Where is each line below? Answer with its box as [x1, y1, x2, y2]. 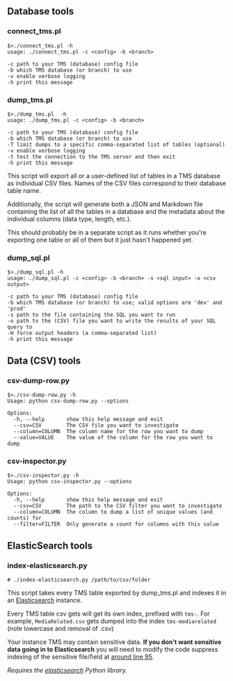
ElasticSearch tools [7, 540, 93, 551]
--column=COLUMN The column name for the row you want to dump [13, 428, 204, 435]
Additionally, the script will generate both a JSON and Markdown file [7, 200, 203, 208]
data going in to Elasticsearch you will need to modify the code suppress [7, 645, 218, 653]
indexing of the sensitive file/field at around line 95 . [7, 652, 154, 661]
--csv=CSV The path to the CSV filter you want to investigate [13, 503, 223, 510]
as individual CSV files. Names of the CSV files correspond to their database [7, 179, 226, 187]
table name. [7, 186, 42, 194]
